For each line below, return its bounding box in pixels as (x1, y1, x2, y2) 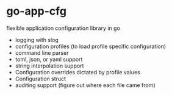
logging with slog (15, 36, 59, 43)
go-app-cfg (6, 4, 67, 18)
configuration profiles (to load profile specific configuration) (15, 43, 167, 50)
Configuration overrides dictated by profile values (15, 68, 140, 76)
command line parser (15, 49, 69, 56)
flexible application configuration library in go (6, 24, 121, 32)
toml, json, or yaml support (15, 55, 83, 63)
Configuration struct (15, 75, 66, 82)
